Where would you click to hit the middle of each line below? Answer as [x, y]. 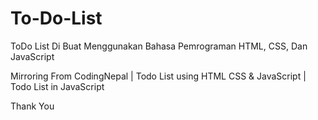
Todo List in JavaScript [57, 86]
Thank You [32, 106]
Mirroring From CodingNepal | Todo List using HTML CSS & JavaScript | [158, 76]
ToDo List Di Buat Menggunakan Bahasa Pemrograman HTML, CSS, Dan [159, 46]
